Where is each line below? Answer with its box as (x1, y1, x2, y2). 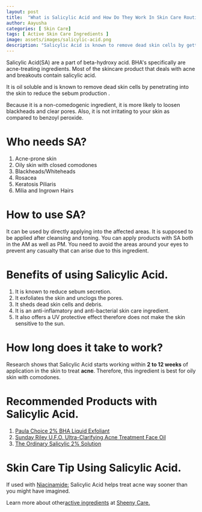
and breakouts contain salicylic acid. (6, 72, 97, 79)
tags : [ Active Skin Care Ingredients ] (6, 31, 109, 37)
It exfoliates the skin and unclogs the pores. (14, 294, 123, 301)
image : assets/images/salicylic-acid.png (6, 37, 112, 43)
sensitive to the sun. (14, 320, 65, 327)
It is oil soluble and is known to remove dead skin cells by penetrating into (6, 83, 189, 90)
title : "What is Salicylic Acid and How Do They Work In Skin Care (6, 14, 182, 20)
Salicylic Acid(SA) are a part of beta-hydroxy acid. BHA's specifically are (6, 58, 186, 66)
